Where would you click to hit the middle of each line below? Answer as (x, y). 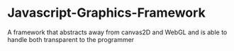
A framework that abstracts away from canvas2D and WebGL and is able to (117, 32)
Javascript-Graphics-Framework (106, 13)
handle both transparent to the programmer (71, 39)
